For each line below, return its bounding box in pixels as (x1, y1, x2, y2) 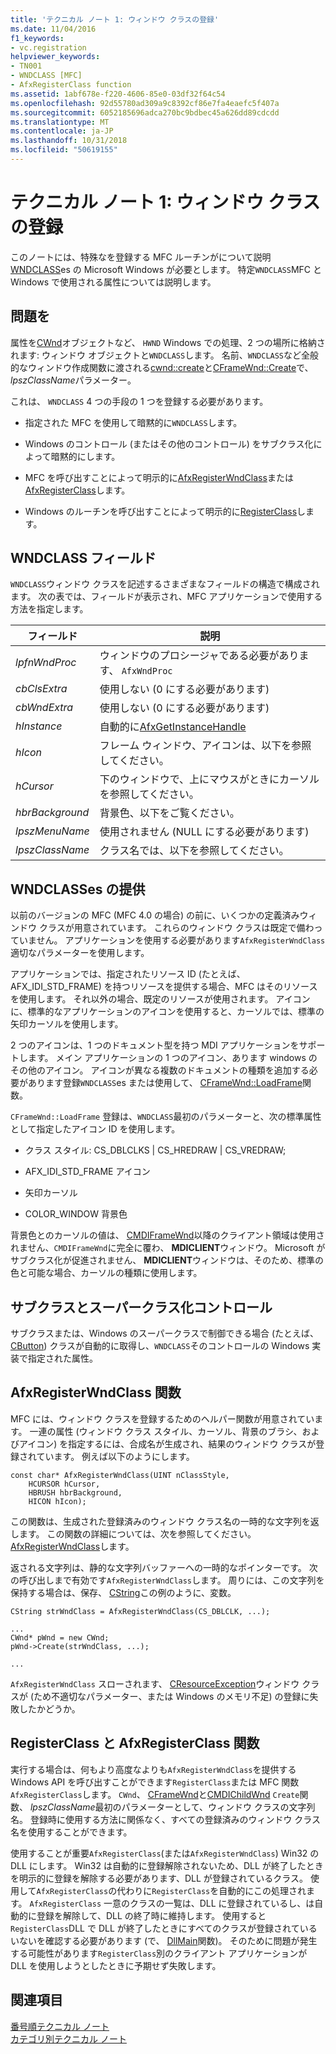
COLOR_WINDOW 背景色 (24, 1208, 128, 1220)
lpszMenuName (15, 824, 90, 838)
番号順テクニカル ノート (10, 2020, 110, 2032)
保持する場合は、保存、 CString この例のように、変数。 (10, 1586, 237, 1598)
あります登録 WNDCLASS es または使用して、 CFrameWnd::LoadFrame (27, 1077, 303, 1089)
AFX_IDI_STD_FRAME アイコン (24, 1166, 151, 1178)
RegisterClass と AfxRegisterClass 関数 (10, 1735, 260, 1752)
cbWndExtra (15, 701, 74, 715)
